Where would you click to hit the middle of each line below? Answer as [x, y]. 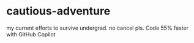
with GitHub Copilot [31, 34]
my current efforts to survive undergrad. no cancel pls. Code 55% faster [97, 28]
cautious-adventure [58, 11]
